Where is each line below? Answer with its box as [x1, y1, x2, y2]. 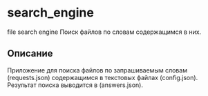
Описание [7, 48, 53, 59]
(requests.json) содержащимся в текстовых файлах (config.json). [7, 73, 198, 81]
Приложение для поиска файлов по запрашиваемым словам [7, 66, 188, 74]
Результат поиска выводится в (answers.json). [7, 81, 144, 89]
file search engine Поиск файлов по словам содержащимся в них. [7, 28, 202, 36]
